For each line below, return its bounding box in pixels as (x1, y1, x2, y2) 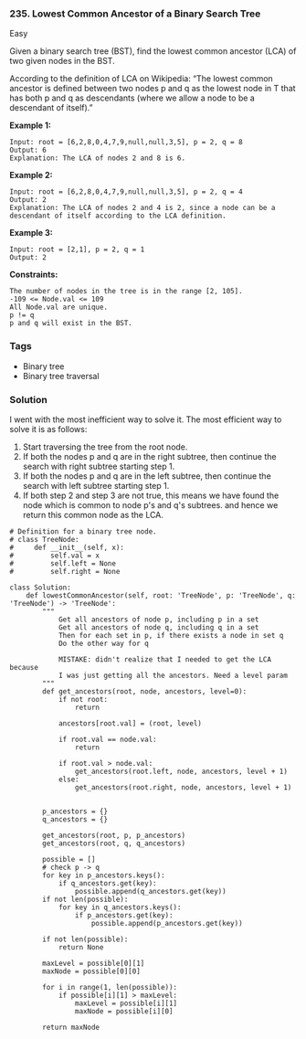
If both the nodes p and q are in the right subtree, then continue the (22, 451, 277, 461)
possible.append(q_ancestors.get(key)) (74, 886, 227, 896)
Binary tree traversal (22, 370, 100, 381)
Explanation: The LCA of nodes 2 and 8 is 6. (9, 154, 185, 163)
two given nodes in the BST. (9, 56, 116, 67)
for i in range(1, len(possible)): (42, 982, 178, 991)
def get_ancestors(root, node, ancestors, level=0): (42, 686, 248, 696)
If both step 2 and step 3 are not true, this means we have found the (22, 490, 280, 501)
